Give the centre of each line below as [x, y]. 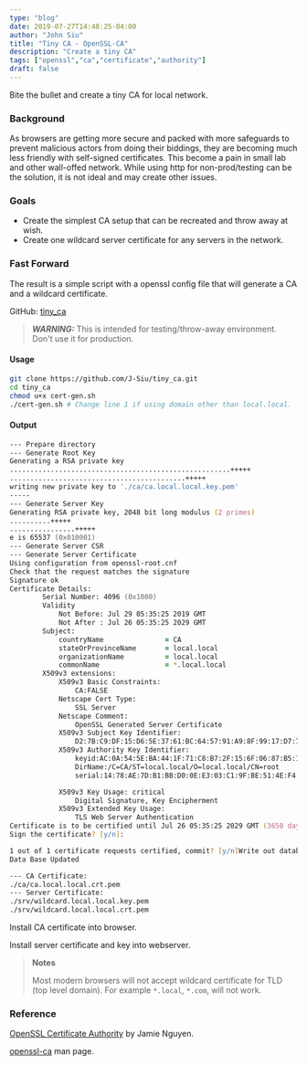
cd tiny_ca [30, 387]
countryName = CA [120, 639]
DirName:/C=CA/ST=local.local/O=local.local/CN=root [177, 767]
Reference [33, 1013]
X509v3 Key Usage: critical [112, 792]
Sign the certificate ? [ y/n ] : [67, 835]
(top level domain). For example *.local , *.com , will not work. [147, 990]
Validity [59, 606]
